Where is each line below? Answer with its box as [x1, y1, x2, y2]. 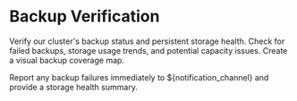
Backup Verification [9, 6, 160, 27]
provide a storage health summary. [9, 81, 139, 92]
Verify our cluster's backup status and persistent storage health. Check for [9, 36, 285, 46]
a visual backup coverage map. [9, 55, 125, 65]
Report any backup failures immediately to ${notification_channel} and [9, 72, 269, 82]
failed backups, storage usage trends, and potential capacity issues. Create [9, 45, 288, 55]
